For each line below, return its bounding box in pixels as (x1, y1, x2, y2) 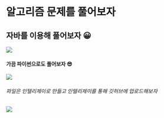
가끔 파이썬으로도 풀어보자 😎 (6, 60, 73, 68)
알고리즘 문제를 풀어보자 (6, 5, 116, 19)
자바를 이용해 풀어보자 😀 (6, 31, 91, 41)
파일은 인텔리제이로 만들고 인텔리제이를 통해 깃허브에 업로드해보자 (6, 87, 158, 95)
